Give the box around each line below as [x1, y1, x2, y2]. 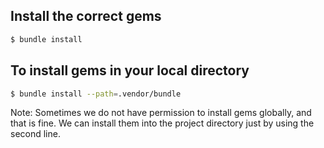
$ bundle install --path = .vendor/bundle [10, 89, 182, 99]
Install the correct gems [10, 8, 162, 25]
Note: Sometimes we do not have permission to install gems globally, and [10, 107, 312, 119]
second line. [10, 128, 61, 140]
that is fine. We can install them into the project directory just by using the [10, 117, 315, 129]
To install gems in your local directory [10, 62, 250, 79]
